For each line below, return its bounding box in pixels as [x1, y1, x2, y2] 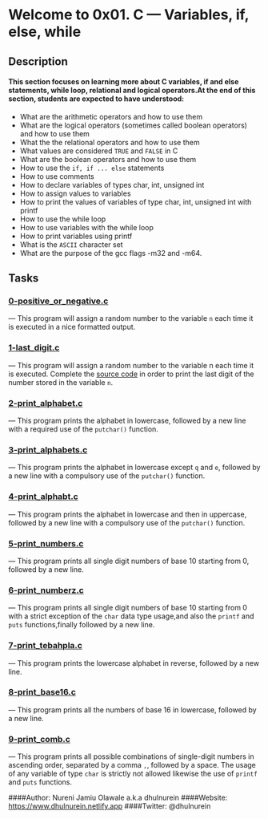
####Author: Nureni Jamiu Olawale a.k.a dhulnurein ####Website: [8, 793, 228, 803]
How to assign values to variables [19, 189, 131, 198]
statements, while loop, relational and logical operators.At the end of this [8, 86, 256, 95]
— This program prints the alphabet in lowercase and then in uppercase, [8, 509, 247, 519]
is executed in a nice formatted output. [8, 322, 136, 332]
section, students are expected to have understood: [8, 94, 185, 103]
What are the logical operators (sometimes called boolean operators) [19, 120, 248, 130]
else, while [8, 22, 82, 41]
